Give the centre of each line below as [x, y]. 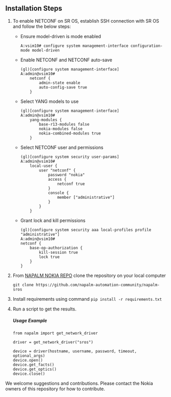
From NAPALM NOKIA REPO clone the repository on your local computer [89, 275]
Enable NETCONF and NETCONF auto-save [66, 60]
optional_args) [29, 356]
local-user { [44, 166]
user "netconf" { [57, 170]
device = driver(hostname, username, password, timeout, [75, 351]
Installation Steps [34, 8]
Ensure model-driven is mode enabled [61, 36]
